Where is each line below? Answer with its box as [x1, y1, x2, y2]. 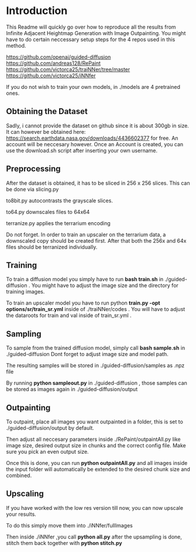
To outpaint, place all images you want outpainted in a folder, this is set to [6, 418, 183, 425]
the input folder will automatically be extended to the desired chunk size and [6, 466, 190, 472]
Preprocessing [6, 164, 61, 174]
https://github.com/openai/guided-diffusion [6, 53, 111, 60]
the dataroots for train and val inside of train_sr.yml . [6, 312, 132, 319]
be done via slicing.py [6, 185, 59, 192]
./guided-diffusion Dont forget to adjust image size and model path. [6, 351, 169, 358]
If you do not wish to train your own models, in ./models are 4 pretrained [6, 83, 180, 90]
